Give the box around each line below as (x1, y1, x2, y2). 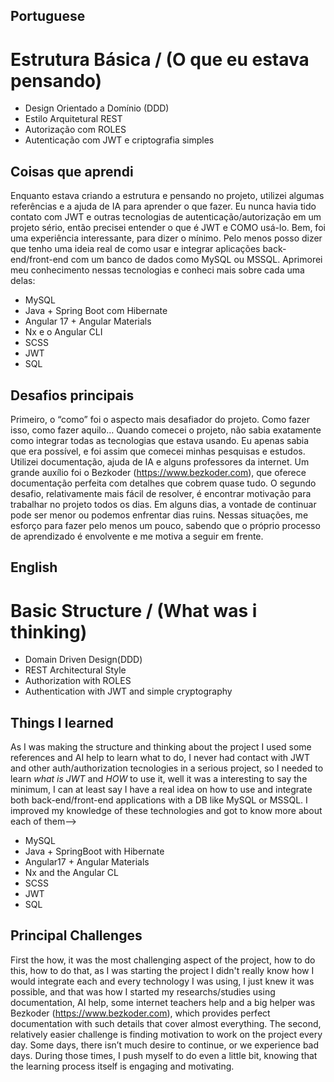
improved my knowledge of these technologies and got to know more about (10, 805, 323, 817)
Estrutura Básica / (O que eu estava (10, 48, 310, 71)
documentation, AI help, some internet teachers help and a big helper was (10, 996, 316, 1008)
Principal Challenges (10, 927, 143, 944)
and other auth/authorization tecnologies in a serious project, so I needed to (10, 762, 324, 774)
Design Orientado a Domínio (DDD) (24, 102, 170, 114)
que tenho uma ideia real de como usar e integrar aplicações (10, 243, 261, 255)
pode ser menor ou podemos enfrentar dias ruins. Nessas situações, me (10, 509, 309, 521)
